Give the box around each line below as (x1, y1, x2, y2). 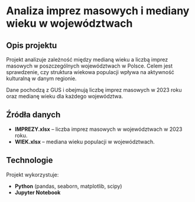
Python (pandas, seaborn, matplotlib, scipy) (14, 182, 122, 190)
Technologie (6, 155, 53, 165)
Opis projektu (6, 40, 57, 50)
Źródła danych (6, 110, 61, 120)
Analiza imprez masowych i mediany (6, 4, 190, 18)
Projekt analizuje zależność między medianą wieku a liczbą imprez (6, 56, 168, 63)
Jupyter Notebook (14, 188, 61, 196)
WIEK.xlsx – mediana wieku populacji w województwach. (14, 138, 155, 145)
